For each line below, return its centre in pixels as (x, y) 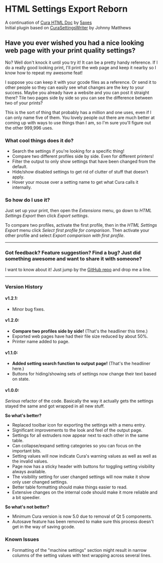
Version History (24, 287)
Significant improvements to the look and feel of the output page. (77, 430)
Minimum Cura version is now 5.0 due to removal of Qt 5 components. (82, 516)
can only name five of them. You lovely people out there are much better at (80, 117)
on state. (21, 379)
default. (20, 167)
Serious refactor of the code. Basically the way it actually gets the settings (79, 401)
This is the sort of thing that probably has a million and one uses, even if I (78, 112)
